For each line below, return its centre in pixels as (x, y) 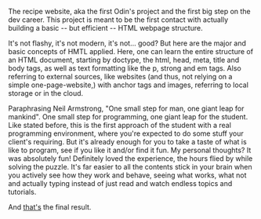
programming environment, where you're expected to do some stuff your (126, 133)
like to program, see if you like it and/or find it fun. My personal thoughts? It (130, 150)
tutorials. (22, 192)
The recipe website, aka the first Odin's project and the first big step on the (129, 11)
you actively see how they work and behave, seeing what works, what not (127, 175)
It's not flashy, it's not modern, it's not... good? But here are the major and (127, 43)
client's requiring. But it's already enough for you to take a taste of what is (127, 142)
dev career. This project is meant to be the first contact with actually (118, 20)
